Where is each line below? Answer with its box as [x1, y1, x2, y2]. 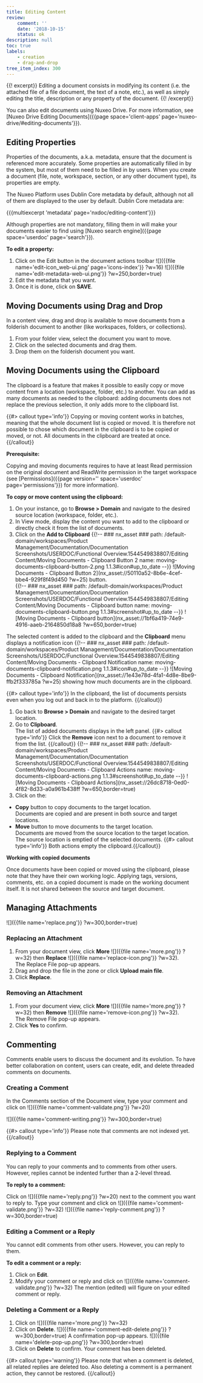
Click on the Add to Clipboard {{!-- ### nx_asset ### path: [15, 531, 164, 538]
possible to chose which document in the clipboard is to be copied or [6, 426, 179, 433]
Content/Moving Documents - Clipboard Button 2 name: [15, 556, 155, 563]
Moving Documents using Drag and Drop [6, 301, 163, 311]
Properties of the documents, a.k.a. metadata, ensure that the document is [6, 153, 193, 161]
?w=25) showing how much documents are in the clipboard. [42, 678, 192, 685]
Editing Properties [6, 137, 76, 148]
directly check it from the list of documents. [15, 524, 124, 531]
